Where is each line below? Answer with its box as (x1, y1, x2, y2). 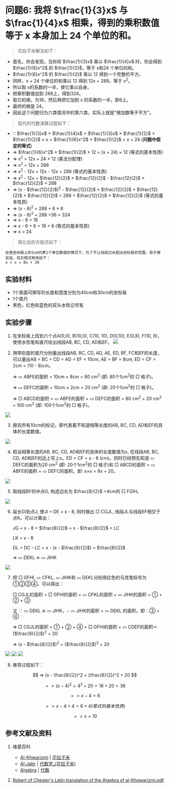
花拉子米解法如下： (17, 48, 58, 54)
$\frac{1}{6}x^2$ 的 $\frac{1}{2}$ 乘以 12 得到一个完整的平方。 (12, 71, 144, 77)
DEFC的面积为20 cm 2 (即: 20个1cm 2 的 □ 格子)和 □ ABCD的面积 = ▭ (12, 461, 155, 468)
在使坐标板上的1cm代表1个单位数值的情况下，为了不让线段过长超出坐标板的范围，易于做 (5, 250, 161, 255)
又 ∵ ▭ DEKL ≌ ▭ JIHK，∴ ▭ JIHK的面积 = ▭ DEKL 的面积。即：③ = (12, 608, 160, 614)
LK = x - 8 (12, 535, 34, 541)
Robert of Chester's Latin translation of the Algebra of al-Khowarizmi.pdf (12, 777, 164, 783)
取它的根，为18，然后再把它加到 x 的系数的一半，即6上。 (12, 97, 131, 103)
